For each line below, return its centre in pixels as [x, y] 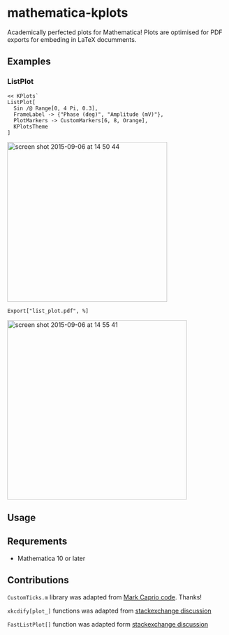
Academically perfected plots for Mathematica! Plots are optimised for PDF [115, 32]
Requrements [37, 542]
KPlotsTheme [31, 126]
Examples [29, 62]
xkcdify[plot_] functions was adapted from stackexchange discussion [109, 611]
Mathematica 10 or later [51, 558]
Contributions [38, 580]
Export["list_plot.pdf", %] [48, 311]
